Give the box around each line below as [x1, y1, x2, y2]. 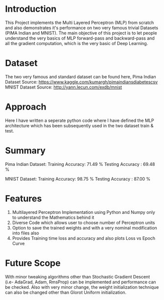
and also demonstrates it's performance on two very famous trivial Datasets [5, 24, 158, 30]
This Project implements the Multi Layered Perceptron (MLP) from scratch [5, 20, 154, 25]
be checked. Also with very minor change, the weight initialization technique [5, 284, 159, 290]
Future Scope [5, 257, 61, 269]
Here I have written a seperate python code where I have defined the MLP [5, 117, 154, 123]
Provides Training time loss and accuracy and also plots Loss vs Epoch [12, 235, 156, 241]
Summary [5, 145, 46, 156]
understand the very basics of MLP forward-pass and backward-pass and [5, 35, 155, 41]
